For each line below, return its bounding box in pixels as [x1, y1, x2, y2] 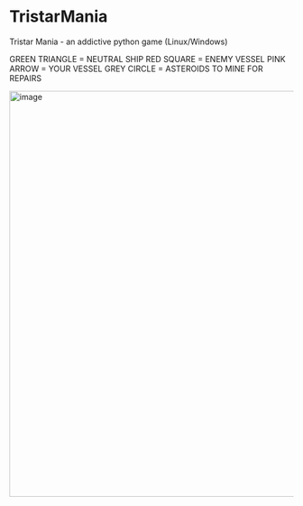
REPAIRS [9, 72, 42, 83]
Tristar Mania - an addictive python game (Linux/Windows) [9, 36, 228, 47]
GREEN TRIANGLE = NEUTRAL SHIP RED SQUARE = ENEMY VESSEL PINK [9, 53, 286, 64]
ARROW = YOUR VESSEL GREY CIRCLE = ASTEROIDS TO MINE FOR [9, 63, 263, 74]
